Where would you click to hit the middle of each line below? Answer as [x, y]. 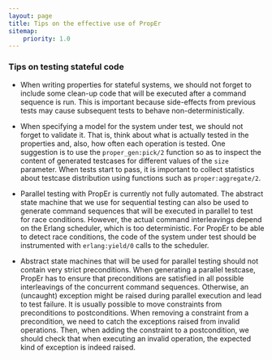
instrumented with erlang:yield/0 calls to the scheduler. [114, 245]
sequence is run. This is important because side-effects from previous [138, 101]
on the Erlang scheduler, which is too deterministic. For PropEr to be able [142, 228]
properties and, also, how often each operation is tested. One [123, 144]
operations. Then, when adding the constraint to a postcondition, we [134, 330]
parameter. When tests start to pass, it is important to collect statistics [137, 169]
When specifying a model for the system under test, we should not [132, 126]
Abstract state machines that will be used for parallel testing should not [139, 261]
